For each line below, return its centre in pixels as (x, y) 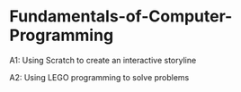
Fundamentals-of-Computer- (121, 17)
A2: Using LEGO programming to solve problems (99, 77)
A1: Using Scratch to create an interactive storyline (103, 60)
